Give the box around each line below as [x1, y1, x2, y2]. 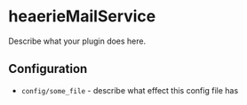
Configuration [8, 61, 88, 77]
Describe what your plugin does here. [8, 36, 147, 46]
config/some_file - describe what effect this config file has [20, 85, 239, 95]
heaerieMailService [8, 6, 156, 27]
